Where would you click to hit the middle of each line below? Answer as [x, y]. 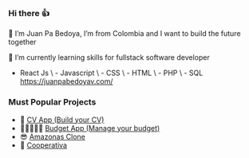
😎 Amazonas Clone [52, 136]
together [22, 42]
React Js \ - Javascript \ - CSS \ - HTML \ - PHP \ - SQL [111, 73]
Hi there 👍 [29, 13]
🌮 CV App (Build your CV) [62, 120]
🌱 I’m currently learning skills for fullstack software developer [109, 57]
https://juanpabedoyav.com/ [66, 81]
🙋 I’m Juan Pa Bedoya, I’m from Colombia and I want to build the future [125, 34]
